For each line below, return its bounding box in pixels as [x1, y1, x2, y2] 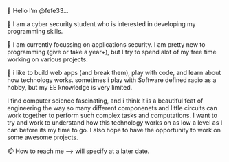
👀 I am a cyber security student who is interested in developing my [7, 20, 196, 28]
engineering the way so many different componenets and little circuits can [7, 104, 218, 112]
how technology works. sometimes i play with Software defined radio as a [7, 76, 217, 84]
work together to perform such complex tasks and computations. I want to [7, 111, 218, 119]
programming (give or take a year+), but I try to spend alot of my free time [7, 48, 217, 56]
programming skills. [7, 28, 63, 35]
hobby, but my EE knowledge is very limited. [7, 83, 133, 91]
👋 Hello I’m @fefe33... [7, 7, 69, 14]
